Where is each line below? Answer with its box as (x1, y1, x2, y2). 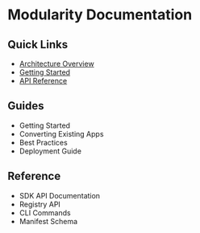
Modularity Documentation (7, 6, 193, 24)
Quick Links (7, 38, 69, 51)
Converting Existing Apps (19, 129, 104, 138)
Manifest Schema (19, 216, 78, 226)
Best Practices (19, 137, 68, 147)
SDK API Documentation (19, 190, 101, 200)
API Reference (19, 76, 68, 85)
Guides (7, 99, 45, 113)
